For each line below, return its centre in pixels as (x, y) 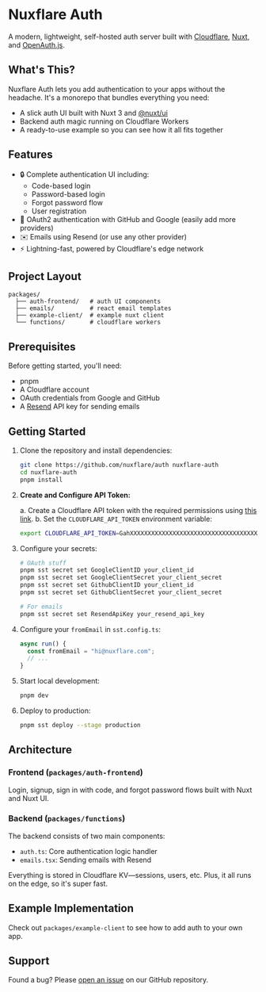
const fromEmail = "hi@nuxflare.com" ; (91, 651)
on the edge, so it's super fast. (58, 883)
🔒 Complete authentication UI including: (84, 174)
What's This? (42, 70)
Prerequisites (42, 347)
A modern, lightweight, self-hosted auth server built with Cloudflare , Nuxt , (129, 36)
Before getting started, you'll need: (65, 366)
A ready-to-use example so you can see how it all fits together (122, 129)
